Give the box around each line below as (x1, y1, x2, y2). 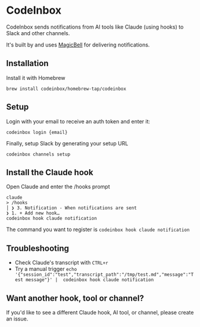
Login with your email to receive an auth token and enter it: (6, 117, 151, 125)
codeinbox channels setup (6, 151, 70, 157)
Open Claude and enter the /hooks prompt (6, 183, 110, 191)
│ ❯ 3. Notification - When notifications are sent (6, 205, 137, 211)
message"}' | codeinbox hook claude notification (26, 277, 154, 283)
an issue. (6, 315, 29, 322)
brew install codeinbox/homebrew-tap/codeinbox (6, 86, 127, 92)
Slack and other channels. (6, 29, 70, 36)
